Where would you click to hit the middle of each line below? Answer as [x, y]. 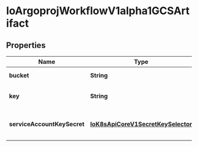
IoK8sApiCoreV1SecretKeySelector [141, 124]
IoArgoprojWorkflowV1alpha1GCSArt [98, 11]
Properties [26, 45]
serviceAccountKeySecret [47, 124]
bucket [19, 75]
